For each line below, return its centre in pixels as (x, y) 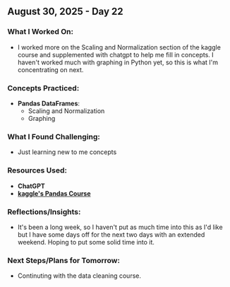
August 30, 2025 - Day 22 (65, 12)
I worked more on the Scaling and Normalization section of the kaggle (119, 47)
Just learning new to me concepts (67, 152)
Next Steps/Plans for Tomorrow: (63, 260)
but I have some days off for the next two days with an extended (111, 234)
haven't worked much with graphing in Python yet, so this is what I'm (118, 62)
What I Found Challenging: (54, 136)
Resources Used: (37, 170)
